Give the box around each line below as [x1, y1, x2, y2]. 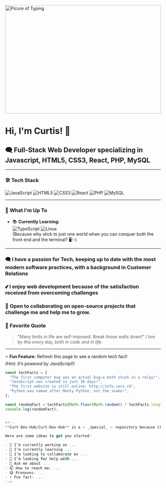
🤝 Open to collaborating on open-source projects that [5, 303, 136, 309]
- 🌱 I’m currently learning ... [5, 447, 72, 452]
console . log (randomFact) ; [5, 407, 58, 412]
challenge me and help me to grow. [5, 309, 90, 316]
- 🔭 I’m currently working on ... [5, 442, 77, 448]
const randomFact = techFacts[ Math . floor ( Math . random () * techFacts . [5, 402, 152, 407]
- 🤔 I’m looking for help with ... [5, 456, 79, 461]
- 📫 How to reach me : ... [5, 466, 60, 471]
